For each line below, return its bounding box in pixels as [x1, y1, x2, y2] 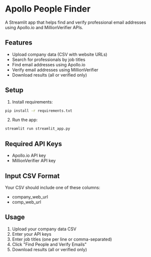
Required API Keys [5, 139, 62, 148]
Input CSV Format [5, 172, 60, 180]
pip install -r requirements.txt [5, 108, 73, 113]
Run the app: [12, 117, 38, 123]
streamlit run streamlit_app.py [5, 126, 70, 131]
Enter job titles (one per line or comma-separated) [12, 236, 112, 242]
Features [5, 39, 32, 47]
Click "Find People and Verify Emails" [12, 241, 87, 247]
